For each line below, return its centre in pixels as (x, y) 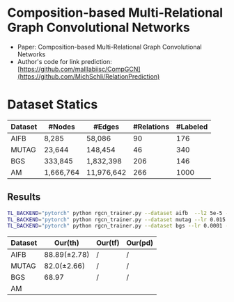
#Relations (151, 127)
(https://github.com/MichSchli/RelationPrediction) (88, 76)
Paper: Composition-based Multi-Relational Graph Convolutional (109, 47)
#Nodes (62, 127)
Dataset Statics (53, 105)
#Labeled (192, 127)
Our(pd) (140, 243)
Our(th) (67, 243)
